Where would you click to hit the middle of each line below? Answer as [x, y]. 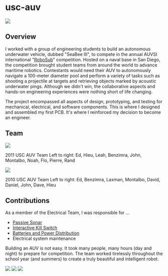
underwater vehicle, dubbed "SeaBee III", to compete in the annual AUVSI [81, 54]
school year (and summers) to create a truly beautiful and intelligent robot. [82, 259]
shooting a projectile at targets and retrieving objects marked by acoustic [81, 81]
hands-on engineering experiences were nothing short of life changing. [79, 92]
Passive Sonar [27, 223]
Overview [21, 37]
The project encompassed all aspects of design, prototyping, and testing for [84, 101]
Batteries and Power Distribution [46, 233]
